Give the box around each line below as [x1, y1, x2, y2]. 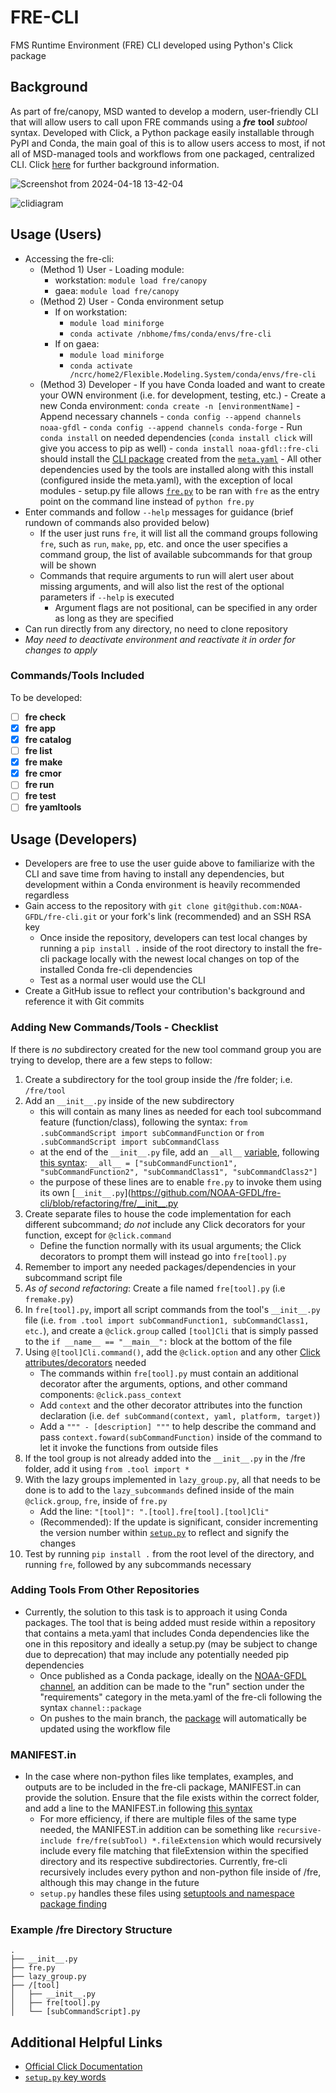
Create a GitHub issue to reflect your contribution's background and [24, 985, 306, 997]
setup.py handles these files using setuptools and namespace [39, 1887, 295, 1900]
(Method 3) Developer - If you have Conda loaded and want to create [39, 378, 326, 390]
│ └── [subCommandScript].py [10, 2007, 141, 2017]
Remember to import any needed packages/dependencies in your [24, 1261, 297, 1273]
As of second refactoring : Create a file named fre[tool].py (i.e [24, 1282, 286, 1294]
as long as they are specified [54, 612, 174, 624]
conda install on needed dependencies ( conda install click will [39, 431, 313, 443]
